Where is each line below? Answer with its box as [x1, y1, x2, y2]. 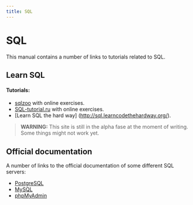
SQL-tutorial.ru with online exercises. [14, 106, 104, 113]
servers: [6, 168, 26, 175]
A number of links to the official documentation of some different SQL [6, 162, 174, 169]
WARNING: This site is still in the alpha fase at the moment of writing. [20, 124, 189, 131]
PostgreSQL [14, 179, 44, 186]
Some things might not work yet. [20, 129, 100, 136]
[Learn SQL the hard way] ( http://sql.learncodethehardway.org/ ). [14, 112, 171, 119]
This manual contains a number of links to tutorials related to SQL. [6, 53, 166, 60]
